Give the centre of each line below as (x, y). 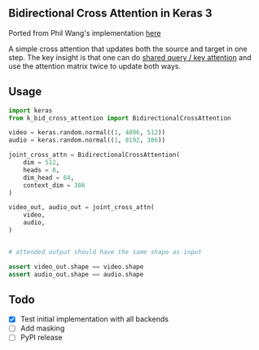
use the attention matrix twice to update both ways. (95, 66)
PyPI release (41, 338)
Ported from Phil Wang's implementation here (85, 33)
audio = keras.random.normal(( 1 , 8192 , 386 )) (87, 140)
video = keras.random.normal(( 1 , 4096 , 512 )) (87, 133)
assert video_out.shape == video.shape (76, 267)
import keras (31, 110)
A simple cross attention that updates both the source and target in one (128, 49)
